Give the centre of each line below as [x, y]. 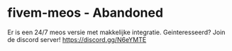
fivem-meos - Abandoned [85, 13]
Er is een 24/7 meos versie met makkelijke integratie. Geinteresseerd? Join [116, 32]
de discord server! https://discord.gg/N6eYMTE [77, 39]
